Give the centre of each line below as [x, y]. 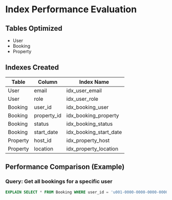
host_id [43, 140]
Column [48, 82]
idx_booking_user [88, 107]
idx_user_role [82, 99]
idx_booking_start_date [94, 132]
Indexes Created [32, 68]
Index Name [94, 82]
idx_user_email [84, 91]
